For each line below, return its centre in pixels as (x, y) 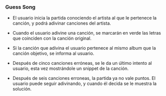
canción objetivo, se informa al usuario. (53, 53)
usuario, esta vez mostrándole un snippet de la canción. (71, 68)
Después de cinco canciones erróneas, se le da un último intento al (82, 63)
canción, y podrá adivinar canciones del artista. (62, 23)
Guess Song (20, 7)
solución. (22, 89)
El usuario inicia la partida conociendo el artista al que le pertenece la (85, 18)
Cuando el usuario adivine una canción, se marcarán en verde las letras (87, 33)
